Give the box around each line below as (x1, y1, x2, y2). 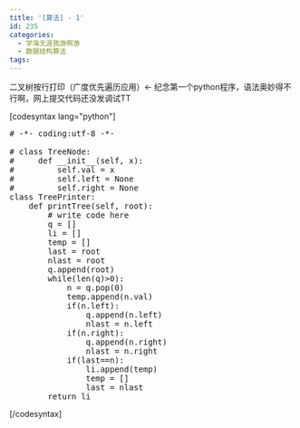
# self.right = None (9, 183, 139, 193)
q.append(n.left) (85, 310, 163, 320)
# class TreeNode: (9, 147, 92, 157)
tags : (9, 55, 30, 64)
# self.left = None (9, 174, 134, 184)
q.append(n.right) (85, 337, 168, 347)
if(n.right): (66, 328, 125, 338)
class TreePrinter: (9, 192, 96, 202)
